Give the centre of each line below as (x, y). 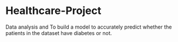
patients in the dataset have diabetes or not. (59, 33)
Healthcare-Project (53, 11)
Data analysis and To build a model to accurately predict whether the (89, 27)
